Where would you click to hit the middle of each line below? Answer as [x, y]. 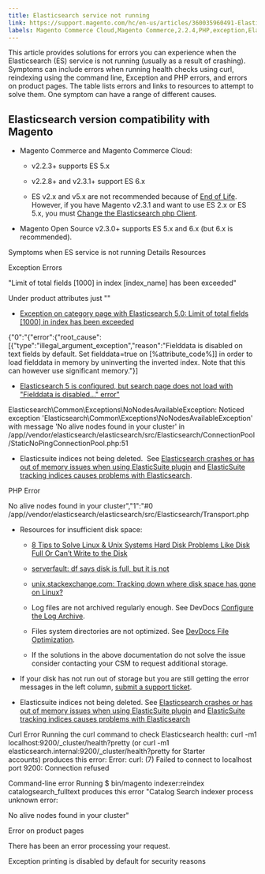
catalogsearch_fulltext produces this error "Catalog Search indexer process [131, 792]
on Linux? [47, 592]
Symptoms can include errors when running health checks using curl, [121, 69]
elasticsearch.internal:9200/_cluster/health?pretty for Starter [107, 752]
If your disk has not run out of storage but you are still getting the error [134, 679]
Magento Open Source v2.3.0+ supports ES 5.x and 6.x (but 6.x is [126, 229]
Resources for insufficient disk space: [81, 530]
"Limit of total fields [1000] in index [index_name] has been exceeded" [122, 283]
